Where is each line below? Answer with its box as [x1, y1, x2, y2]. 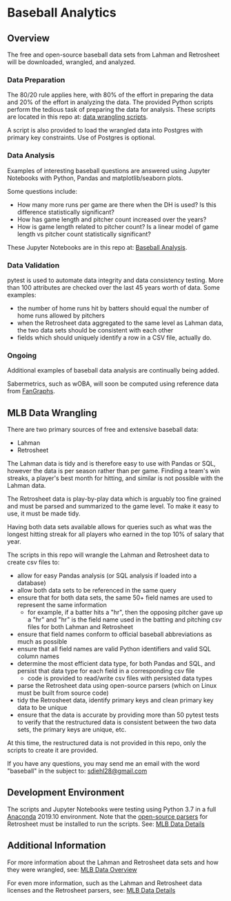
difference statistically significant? [17, 208, 115, 216]
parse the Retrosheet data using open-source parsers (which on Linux [17, 682, 217, 689]
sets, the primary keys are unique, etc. [17, 726, 126, 733]
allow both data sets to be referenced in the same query [17, 586, 177, 594]
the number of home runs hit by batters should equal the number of [17, 304, 209, 312]
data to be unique [17, 704, 68, 711]
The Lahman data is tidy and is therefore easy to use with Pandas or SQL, [7, 459, 216, 467]
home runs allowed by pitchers [17, 311, 106, 319]
